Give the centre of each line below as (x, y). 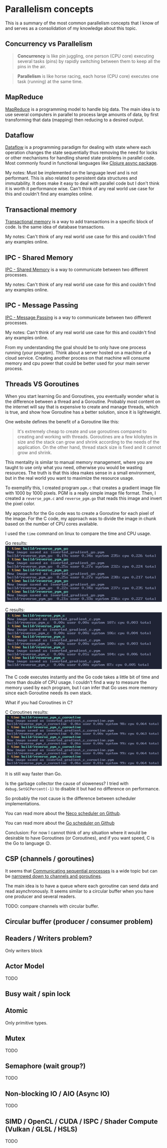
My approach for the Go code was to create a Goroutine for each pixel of (80, 513)
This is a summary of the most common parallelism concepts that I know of (82, 23)
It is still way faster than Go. (34, 773)
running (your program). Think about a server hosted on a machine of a (78, 353)
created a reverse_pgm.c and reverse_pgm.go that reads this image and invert (84, 498)
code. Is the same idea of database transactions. (55, 227)
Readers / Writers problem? (49, 939)
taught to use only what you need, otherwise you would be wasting (74, 467)
